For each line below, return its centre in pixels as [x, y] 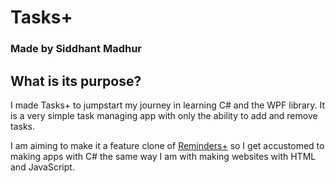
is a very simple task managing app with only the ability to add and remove [164, 115]
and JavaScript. [42, 167]
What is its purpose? [76, 81]
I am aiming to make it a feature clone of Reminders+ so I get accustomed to [167, 145]
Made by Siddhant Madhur [76, 49]
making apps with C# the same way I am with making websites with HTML [163, 156]
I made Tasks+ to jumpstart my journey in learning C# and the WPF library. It [168, 105]
